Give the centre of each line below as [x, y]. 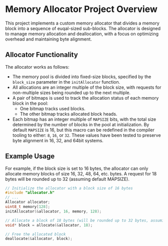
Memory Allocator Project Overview [81, 9]
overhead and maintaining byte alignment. [48, 39]
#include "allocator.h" [30, 193]
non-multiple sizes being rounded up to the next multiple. [71, 92]
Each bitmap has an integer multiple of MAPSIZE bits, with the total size [84, 119]
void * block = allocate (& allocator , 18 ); [49, 225]
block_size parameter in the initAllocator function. [66, 82]
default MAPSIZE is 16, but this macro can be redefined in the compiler [83, 130]
